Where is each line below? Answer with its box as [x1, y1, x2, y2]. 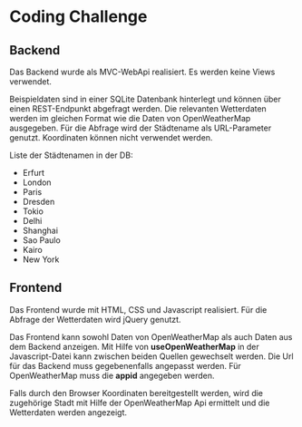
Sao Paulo [22, 235, 61, 246]
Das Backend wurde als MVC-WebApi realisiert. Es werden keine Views [9, 66, 276, 77]
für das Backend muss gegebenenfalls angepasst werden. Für [9, 360, 242, 371]
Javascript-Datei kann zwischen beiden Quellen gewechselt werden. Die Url [9, 351, 294, 362]
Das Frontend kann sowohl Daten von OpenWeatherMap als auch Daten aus [9, 331, 293, 342]
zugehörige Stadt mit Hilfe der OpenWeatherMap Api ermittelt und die [9, 397, 270, 408]
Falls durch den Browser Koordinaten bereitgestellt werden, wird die [9, 387, 264, 398]
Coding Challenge [9, 6, 148, 27]
